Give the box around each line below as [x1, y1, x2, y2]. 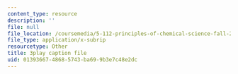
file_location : [7, 30, 52, 37]
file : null [7, 23, 40, 30]
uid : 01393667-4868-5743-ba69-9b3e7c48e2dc [7, 56, 138, 63]
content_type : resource [7, 10, 78, 18]
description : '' [7, 17, 55, 24]
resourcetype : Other [7, 43, 69, 50]
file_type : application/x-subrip [7, 37, 106, 44]
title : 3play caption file [7, 50, 87, 57]
